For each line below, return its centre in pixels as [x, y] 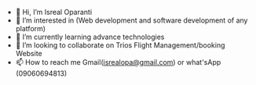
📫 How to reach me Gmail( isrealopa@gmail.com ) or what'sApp [118, 62]
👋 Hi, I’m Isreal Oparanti [54, 12]
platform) [30, 28]
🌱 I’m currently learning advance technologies [90, 37]
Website [29, 53]
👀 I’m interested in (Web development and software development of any [132, 20]
